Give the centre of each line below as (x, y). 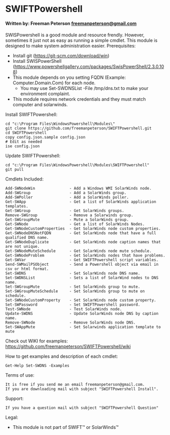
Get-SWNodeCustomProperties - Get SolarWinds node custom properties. (83, 229)
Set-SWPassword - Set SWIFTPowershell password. (73, 305)
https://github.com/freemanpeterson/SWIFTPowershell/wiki (68, 347)
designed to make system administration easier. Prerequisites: (71, 46)
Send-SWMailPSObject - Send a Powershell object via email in (82, 265)
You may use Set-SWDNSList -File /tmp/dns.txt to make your (84, 88)
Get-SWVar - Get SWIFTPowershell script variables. (82, 260)
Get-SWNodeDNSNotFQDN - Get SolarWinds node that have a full (81, 233)
